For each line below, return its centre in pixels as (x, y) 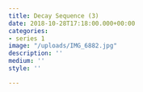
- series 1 (27, 38)
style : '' (25, 69)
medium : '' (27, 61)
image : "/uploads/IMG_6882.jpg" (63, 46)
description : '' (36, 53)
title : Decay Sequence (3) (54, 16)
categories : (28, 31)
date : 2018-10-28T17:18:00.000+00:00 (72, 23)
